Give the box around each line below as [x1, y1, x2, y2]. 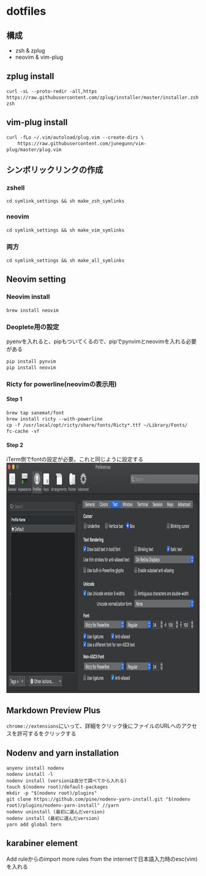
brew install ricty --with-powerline [6, 416, 103, 422]
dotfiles [6, 4, 47, 18]
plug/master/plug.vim [6, 146, 62, 153]
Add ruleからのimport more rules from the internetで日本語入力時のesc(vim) [6, 855, 198, 862]
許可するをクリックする [17, 730, 77, 737]
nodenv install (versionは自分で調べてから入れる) [6, 778, 128, 784]
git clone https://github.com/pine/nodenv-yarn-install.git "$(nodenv [6, 796, 191, 802]
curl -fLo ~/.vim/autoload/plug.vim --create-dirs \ [6, 134, 144, 141]
